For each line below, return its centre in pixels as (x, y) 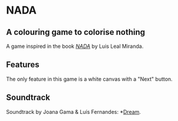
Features (23, 65)
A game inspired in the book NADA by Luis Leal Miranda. (75, 46)
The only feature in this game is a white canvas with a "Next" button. (89, 79)
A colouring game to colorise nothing (76, 32)
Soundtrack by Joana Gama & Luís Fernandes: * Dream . (74, 112)
